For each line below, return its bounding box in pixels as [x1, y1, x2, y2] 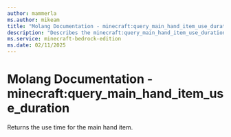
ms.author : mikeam [7, 16, 60, 23]
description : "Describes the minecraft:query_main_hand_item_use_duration [7, 29, 226, 36]
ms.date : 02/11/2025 [7, 42, 67, 49]
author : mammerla [7, 10, 57, 17]
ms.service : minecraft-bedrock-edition [7, 36, 122, 42]
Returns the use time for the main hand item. [7, 123, 133, 131]
